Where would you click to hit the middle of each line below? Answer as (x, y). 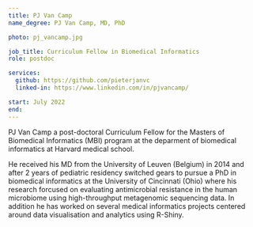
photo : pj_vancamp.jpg (45, 37)
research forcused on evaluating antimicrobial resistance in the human (123, 189)
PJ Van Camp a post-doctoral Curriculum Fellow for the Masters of (117, 132)
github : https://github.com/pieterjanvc (83, 81)
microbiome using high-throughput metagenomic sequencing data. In (121, 198)
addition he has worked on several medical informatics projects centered (127, 206)
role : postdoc (32, 59)
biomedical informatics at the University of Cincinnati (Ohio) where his (123, 181)
